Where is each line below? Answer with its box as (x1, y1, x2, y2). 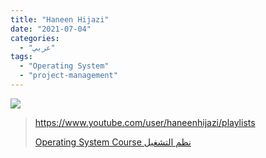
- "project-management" (19, 71, 118, 81)
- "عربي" (19, 42, 56, 53)
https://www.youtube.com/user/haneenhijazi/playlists (34, 116, 256, 128)
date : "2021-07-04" (10, 24, 92, 34)
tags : (10, 52, 33, 62)
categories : (10, 33, 60, 43)
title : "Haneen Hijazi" (10, 14, 110, 25)
